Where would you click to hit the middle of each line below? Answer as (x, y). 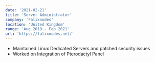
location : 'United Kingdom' (35, 24)
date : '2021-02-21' (26, 10)
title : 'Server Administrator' (39, 15)
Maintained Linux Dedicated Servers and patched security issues (81, 48)
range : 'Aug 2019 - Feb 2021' (38, 29)
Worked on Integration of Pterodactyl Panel (58, 54)
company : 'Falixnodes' (29, 19)
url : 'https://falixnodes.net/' (40, 34)
